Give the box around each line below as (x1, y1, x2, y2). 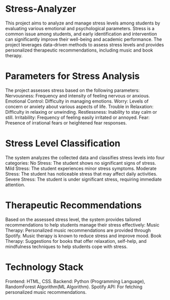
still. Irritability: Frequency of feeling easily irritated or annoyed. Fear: (5, 114, 150, 120)
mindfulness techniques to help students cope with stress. (5, 243, 128, 249)
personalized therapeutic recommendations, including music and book (5, 47, 153, 53)
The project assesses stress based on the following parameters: (5, 87, 140, 93)
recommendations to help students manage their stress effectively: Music (5, 221, 159, 228)
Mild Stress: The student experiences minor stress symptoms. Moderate (5, 165, 157, 171)
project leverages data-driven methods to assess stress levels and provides (5, 41, 164, 47)
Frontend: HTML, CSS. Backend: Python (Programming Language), (5, 278, 146, 284)
